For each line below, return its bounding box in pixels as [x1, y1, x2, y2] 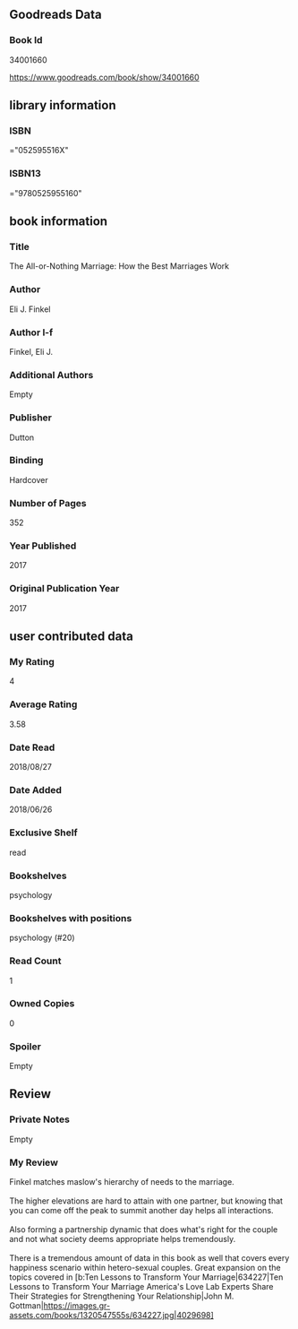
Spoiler [9, 1040, 42, 1052]
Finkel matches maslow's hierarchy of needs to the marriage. [9, 1177, 234, 1187]
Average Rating [9, 698, 78, 711]
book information [9, 214, 108, 229]
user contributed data [9, 629, 134, 644]
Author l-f [9, 326, 54, 339]
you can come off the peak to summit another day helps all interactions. [9, 1205, 275, 1216]
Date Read [9, 741, 55, 754]
